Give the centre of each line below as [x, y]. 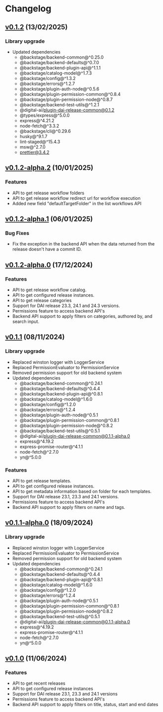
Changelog [28, 9]
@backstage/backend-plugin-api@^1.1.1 [60, 68]
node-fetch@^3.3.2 [39, 126]
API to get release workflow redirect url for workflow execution [76, 198]
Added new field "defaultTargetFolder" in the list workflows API [77, 203]
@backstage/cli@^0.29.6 [45, 131]
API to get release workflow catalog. [49, 290]
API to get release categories [42, 300]
